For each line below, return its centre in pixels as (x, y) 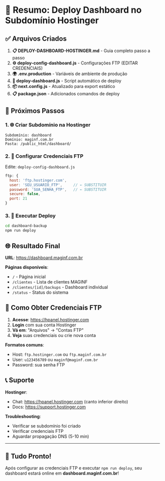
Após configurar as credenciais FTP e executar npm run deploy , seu (74, 468)
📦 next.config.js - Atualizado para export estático (64, 86)
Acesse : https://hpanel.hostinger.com (51, 319)
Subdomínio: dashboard (28, 135)
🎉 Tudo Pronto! (28, 456)
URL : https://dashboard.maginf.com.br (44, 257)
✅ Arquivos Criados (36, 39)
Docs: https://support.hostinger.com (49, 407)
